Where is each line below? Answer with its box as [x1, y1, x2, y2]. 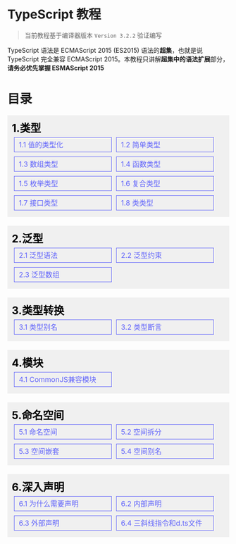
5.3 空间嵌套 [18, 446, 60, 456]
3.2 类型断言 [120, 322, 162, 332]
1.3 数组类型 [18, 159, 58, 169]
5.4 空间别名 [120, 446, 162, 456]
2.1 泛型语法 [18, 250, 58, 260]
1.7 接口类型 [18, 198, 58, 208]
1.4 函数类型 [120, 159, 161, 169]
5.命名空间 [11, 408, 65, 422]
